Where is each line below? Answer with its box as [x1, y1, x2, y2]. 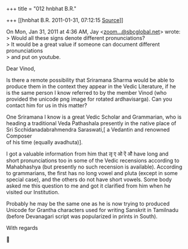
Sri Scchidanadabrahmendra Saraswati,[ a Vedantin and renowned [6, 126, 170, 133]
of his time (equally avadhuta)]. [6, 139, 83, 145]
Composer [6, 132, 32, 139]
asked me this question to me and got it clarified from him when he [6, 182, 171, 189]
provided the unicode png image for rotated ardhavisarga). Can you [6, 95, 172, 102]
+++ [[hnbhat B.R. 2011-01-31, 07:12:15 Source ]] [6, 17, 124, 23]
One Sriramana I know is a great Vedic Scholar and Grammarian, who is [6, 113, 182, 120]
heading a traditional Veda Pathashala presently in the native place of [6, 120, 177, 127]
